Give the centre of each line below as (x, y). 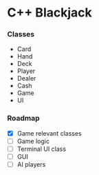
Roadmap (23, 119)
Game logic (33, 141)
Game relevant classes (49, 133)
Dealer (26, 79)
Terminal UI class (42, 149)
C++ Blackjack (49, 13)
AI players (31, 165)
